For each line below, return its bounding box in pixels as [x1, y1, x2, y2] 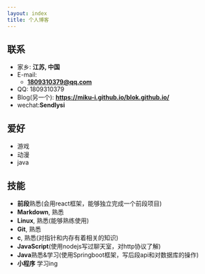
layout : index [7, 10, 48, 17]
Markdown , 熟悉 [16, 208, 64, 216]
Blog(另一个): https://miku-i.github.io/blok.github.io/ [16, 93, 169, 101]
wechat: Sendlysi [16, 101, 65, 110]
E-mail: [16, 71, 38, 79]
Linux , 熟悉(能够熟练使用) [16, 216, 90, 225]
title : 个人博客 [7, 16, 49, 23]
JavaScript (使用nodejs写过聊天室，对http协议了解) [16, 242, 161, 250]
